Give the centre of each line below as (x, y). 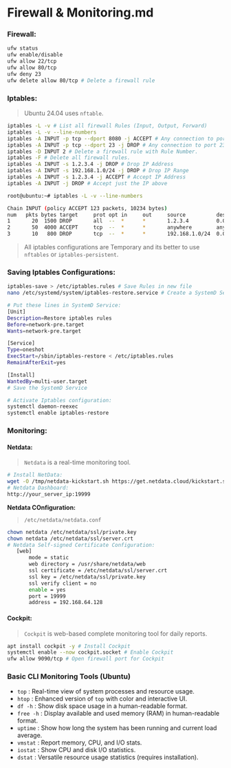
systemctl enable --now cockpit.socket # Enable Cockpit (90, 652)
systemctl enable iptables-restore (58, 413)
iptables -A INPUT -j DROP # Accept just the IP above (87, 183)
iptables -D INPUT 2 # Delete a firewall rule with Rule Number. (102, 152)
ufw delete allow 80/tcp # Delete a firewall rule (81, 81)
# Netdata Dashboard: (38, 488)
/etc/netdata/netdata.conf (63, 520)
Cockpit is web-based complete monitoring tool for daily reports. (115, 633)
